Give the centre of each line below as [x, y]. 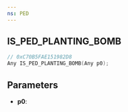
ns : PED [18, 13]
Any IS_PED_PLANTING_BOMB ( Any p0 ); [58, 64]
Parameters [33, 85]
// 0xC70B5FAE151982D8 [40, 57]
